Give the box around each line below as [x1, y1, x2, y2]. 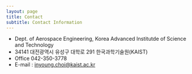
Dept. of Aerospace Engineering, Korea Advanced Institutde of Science [14, 36, 187, 43]
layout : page [6, 8, 38, 15]
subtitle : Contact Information [6, 19, 83, 25]
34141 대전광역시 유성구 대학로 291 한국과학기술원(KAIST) [14, 48, 148, 55]
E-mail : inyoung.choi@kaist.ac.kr [14, 61, 95, 68]
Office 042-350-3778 [14, 55, 67, 62]
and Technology [14, 41, 54, 48]
